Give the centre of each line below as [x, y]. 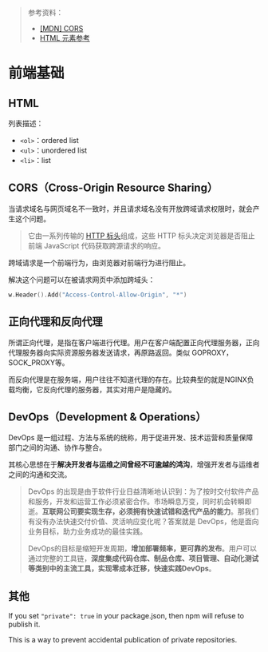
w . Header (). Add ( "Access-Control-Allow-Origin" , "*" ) [98, 295]
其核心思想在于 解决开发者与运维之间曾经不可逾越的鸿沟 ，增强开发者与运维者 [134, 465]
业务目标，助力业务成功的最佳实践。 [87, 531]
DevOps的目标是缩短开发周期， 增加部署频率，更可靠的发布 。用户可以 [142, 549]
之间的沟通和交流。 [40, 475]
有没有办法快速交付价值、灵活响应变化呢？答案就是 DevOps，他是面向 [143, 522]
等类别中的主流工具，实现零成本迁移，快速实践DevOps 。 [122, 569]
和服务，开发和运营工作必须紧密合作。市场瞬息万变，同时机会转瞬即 [140, 502]
